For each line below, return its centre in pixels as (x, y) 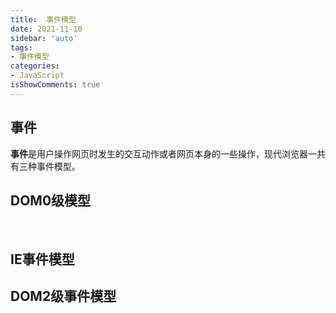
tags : (21, 47)
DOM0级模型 (51, 200)
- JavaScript (37, 76)
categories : (35, 66)
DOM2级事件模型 (63, 296)
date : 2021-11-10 (46, 29)
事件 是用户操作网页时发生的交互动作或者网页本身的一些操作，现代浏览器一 (163, 153)
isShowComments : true (55, 85)
